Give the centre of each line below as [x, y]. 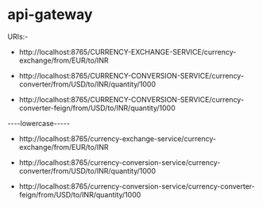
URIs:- [18, 36]
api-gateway [50, 15]
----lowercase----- [39, 123]
